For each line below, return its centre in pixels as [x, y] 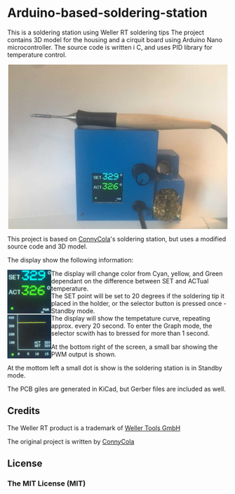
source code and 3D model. [47, 246]
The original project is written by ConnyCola [71, 441]
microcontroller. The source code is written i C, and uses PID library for [110, 47]
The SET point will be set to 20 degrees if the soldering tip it [138, 295]
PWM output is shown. [84, 354]
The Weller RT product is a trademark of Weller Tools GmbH [94, 428]
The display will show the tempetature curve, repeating [131, 318]
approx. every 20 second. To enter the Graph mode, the [132, 326]
